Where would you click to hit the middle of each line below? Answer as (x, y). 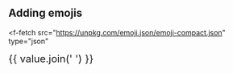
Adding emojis (46, 13)
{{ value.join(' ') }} (51, 58)
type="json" (29, 41)
